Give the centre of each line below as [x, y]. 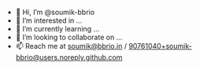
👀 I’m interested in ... [49, 20]
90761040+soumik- [161, 46]
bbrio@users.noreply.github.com [69, 57]
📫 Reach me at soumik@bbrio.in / [71, 46]
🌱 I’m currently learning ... [57, 29]
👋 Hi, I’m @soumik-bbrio [55, 12]
